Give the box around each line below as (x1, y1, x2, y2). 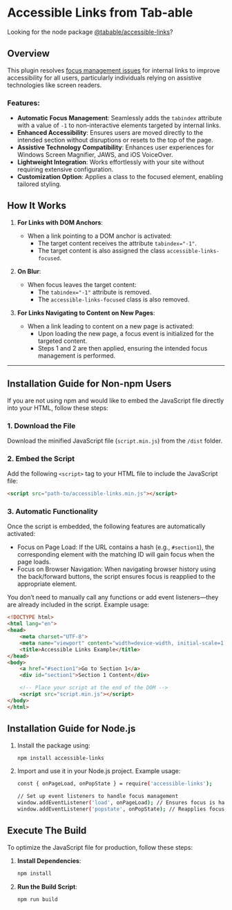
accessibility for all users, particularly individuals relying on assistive (7, 73, 202, 82)
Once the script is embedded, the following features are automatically (7, 522, 206, 530)
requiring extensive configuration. (17, 165, 114, 174)
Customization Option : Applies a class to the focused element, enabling (17, 173, 223, 181)
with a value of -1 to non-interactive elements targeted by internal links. (17, 121, 221, 129)
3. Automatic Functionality (7, 507, 98, 517)
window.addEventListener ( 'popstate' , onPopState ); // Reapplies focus (17, 806, 225, 813)
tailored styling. (17, 180, 62, 188)
